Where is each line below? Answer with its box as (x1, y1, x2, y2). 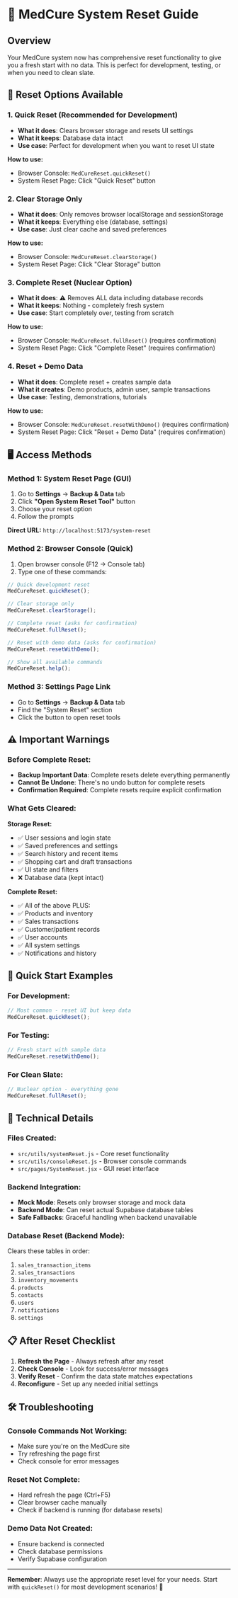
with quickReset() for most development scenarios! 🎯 (7, 1582, 164, 1591)
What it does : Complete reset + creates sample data (17, 377, 171, 386)
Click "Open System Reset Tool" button (17, 497, 136, 506)
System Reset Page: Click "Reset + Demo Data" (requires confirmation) (17, 428, 226, 436)
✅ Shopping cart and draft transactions (17, 857, 132, 866)
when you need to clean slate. (7, 69, 96, 76)
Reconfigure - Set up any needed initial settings (17, 1380, 159, 1388)
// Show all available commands (7, 658, 103, 666)
